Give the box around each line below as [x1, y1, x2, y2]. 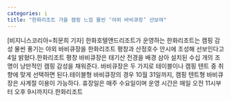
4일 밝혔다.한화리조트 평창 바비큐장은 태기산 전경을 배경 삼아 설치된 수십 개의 [7, 53, 214, 62]
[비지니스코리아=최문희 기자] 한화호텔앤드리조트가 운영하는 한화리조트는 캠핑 [7, 36, 214, 44]
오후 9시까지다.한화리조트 [14, 87, 83, 96]
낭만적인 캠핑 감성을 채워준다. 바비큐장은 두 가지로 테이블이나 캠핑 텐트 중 [19, 62, 217, 70]
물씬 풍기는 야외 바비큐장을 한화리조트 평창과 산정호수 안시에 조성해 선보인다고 [14, 44, 225, 53]
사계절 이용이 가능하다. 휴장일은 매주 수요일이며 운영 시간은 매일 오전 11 [19, 79, 210, 87]
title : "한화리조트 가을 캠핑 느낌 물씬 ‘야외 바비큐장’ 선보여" [7, 16, 167, 23]
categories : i [7, 10, 48, 17]
